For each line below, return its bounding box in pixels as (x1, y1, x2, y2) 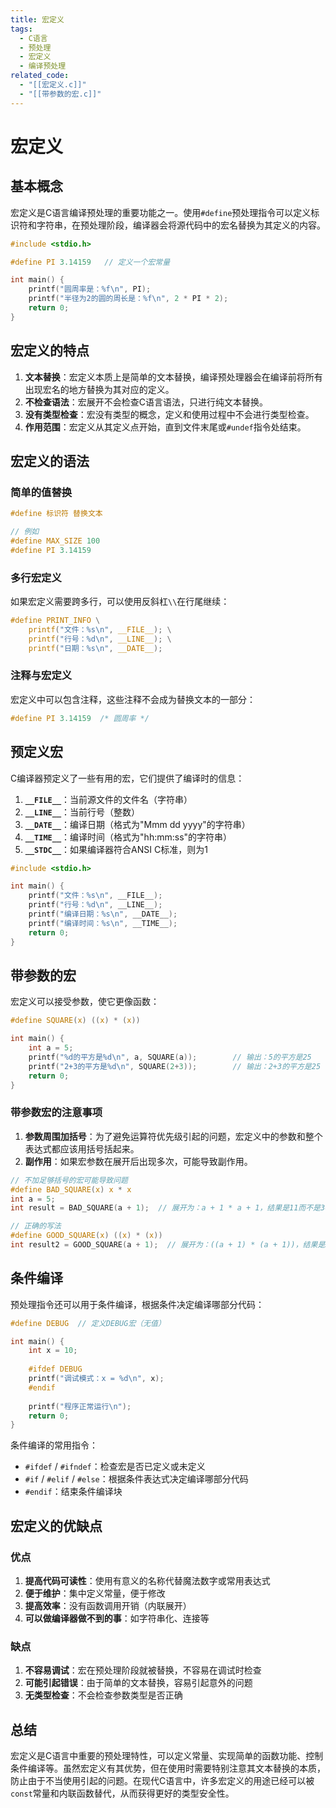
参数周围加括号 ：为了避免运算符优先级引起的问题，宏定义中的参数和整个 (24, 1130, 323, 1142)
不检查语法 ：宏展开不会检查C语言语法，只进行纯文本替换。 (24, 396, 269, 408)
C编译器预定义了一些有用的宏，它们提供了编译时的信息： (10, 772, 245, 784)
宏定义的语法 (10, 452, 90, 470)
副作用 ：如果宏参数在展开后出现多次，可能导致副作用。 (24, 1155, 253, 1167)
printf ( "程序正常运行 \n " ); (28, 1401, 132, 1411)
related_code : (10, 71, 70, 81)
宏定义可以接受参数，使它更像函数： (10, 996, 160, 1008)
